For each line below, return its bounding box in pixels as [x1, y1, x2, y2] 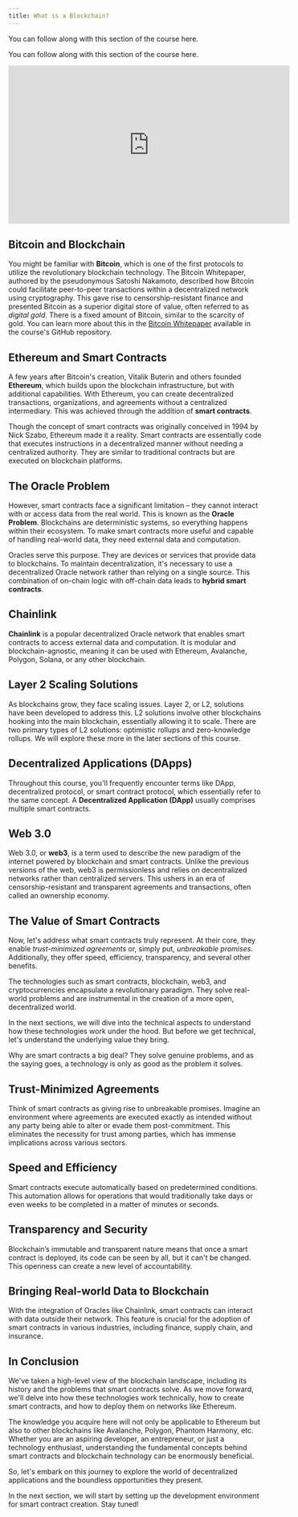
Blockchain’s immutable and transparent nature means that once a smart [8, 1244, 248, 1253]
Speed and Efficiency [8, 1161, 118, 1175]
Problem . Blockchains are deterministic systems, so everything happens [8, 517, 248, 527]
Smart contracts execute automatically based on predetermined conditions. [8, 1182, 259, 1192]
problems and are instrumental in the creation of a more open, [28, 994, 235, 1004]
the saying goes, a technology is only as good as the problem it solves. [8, 1059, 243, 1069]
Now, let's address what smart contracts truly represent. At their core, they [8, 935, 255, 945]
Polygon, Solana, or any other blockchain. [8, 654, 146, 664]
